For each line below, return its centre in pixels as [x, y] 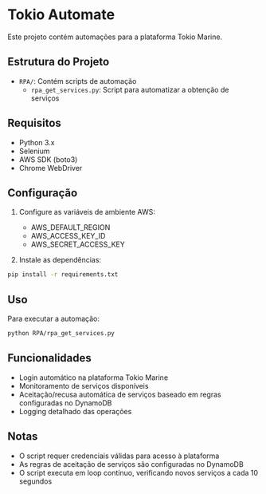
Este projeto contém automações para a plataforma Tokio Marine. [115, 37]
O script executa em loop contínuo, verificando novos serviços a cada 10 [139, 472]
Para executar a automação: [54, 319]
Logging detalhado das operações [75, 411]
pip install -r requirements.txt [63, 275]
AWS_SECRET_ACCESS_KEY [78, 244]
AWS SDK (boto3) [48, 159]
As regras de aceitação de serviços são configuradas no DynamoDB [131, 464]
